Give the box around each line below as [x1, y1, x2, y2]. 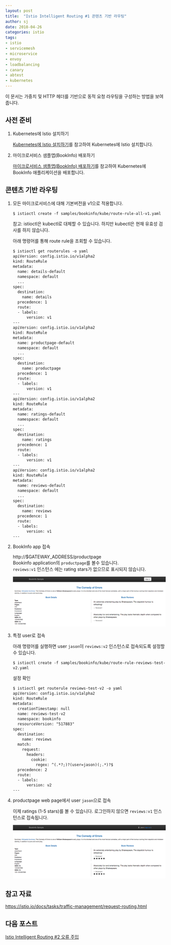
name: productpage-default [17, 340, 75, 345]
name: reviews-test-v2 [17, 711, 66, 716]
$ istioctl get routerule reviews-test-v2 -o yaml [12, 686, 123, 691]
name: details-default [17, 269, 66, 274]
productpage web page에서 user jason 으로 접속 [12, 797, 111, 803]
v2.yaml [12, 665, 29, 670]
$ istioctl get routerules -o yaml [12, 249, 89, 254]
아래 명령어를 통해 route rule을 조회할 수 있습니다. [12, 237, 112, 244]
